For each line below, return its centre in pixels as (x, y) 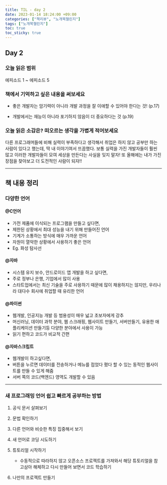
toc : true (15, 28)
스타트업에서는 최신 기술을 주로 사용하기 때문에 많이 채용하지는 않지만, (80, 285)
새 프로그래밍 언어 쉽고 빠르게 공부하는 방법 (53, 396)
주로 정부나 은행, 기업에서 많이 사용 (46, 279)
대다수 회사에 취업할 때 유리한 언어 (51, 291)
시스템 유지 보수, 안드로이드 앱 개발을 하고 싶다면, (60, 272)
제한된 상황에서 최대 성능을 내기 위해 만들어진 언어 (61, 229)
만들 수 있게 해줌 (38, 371)
